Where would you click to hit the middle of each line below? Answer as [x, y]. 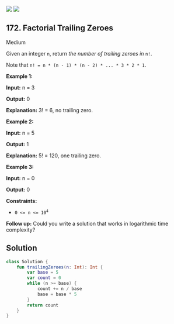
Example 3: [20, 167]
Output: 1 [18, 144]
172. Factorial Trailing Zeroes [60, 28]
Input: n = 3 [20, 87]
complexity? [21, 230]
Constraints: [22, 201]
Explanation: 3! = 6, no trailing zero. [50, 110]
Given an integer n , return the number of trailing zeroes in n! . [79, 53]
